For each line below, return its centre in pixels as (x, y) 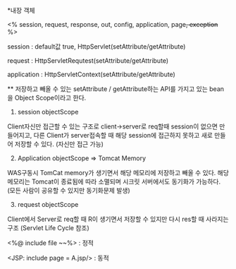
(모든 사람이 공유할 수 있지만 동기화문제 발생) (69, 190)
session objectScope (48, 112)
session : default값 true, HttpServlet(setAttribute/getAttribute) (97, 47)
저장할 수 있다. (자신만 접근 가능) (59, 144)
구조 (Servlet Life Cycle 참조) (48, 228)
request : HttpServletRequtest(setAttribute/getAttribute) (88, 61)
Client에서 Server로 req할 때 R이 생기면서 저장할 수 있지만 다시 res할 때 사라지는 (118, 219)
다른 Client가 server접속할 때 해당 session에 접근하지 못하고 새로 (123, 135)
